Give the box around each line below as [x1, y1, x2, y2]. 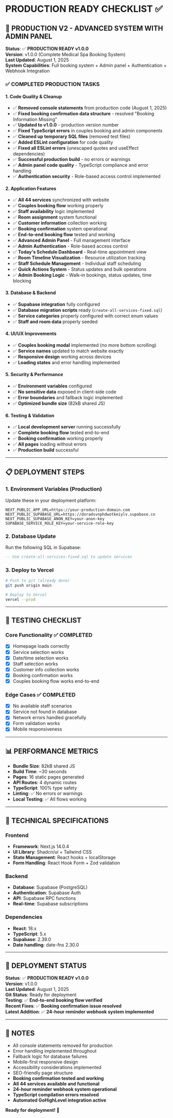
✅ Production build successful [12, 447, 79, 453]
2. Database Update [5, 533, 56, 540]
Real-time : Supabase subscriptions [12, 901, 89, 907]
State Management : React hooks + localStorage [12, 855, 116, 861]
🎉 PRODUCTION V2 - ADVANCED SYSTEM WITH [5, 24, 163, 32]
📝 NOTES [5, 1028, 35, 1037]
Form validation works [12, 720, 60, 726]
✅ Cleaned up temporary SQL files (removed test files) [12, 133, 130, 139]
